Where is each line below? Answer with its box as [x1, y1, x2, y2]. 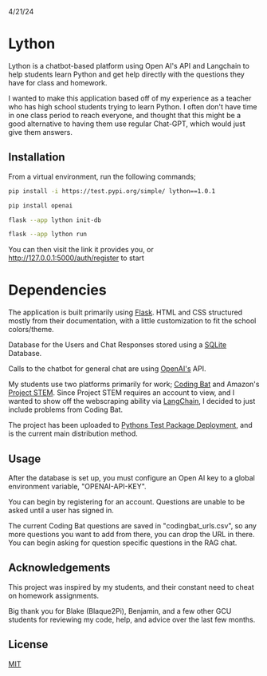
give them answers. [8, 127, 73, 136]
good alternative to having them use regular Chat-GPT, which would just [8, 119, 245, 128]
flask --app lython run [8, 231, 88, 239]
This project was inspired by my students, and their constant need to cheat [8, 582, 255, 591]
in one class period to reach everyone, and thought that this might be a [8, 110, 241, 120]
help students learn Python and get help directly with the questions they [8, 69, 245, 79]
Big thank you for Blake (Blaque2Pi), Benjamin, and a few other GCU [8, 606, 232, 615]
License [8, 638, 49, 651]
